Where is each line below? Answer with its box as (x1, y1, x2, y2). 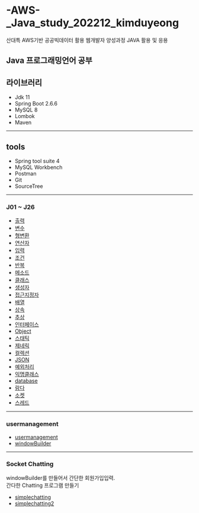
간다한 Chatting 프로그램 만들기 (6, 482, 79, 489)
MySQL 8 (14, 106, 38, 113)
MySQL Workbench (14, 164, 63, 171)
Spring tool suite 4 (14, 157, 60, 164)
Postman (14, 170, 37, 177)
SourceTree (14, 182, 43, 190)
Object (14, 327, 31, 335)
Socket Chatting (6, 460, 54, 469)
